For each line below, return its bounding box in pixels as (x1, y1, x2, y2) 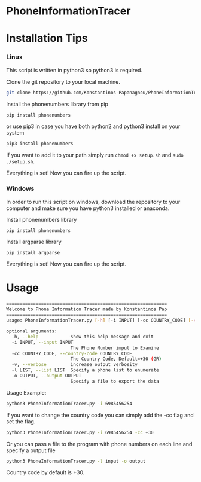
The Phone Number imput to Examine (70, 345, 160, 351)
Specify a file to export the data (70, 378, 160, 384)
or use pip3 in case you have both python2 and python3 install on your (6, 123, 181, 130)
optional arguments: (6, 328, 58, 334)
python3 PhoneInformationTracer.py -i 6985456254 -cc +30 (6, 429, 154, 435)
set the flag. (6, 417, 36, 425)
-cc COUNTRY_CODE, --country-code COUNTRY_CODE (11, 350, 133, 356)
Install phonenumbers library (6, 216, 77, 223)
